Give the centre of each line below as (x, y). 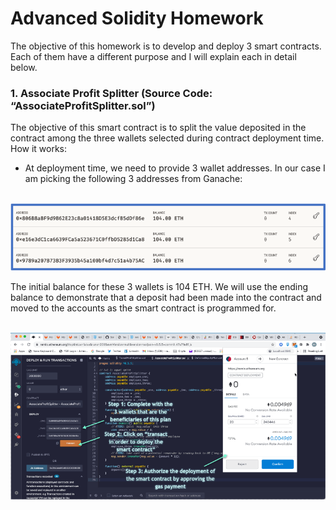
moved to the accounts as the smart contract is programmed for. (143, 308)
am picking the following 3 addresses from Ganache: (133, 179)
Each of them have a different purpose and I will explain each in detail (153, 56)
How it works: (39, 149)
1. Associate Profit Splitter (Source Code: (111, 93)
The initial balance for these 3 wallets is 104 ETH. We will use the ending (159, 287)
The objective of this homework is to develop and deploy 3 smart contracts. (166, 46)
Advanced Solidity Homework (137, 18)
